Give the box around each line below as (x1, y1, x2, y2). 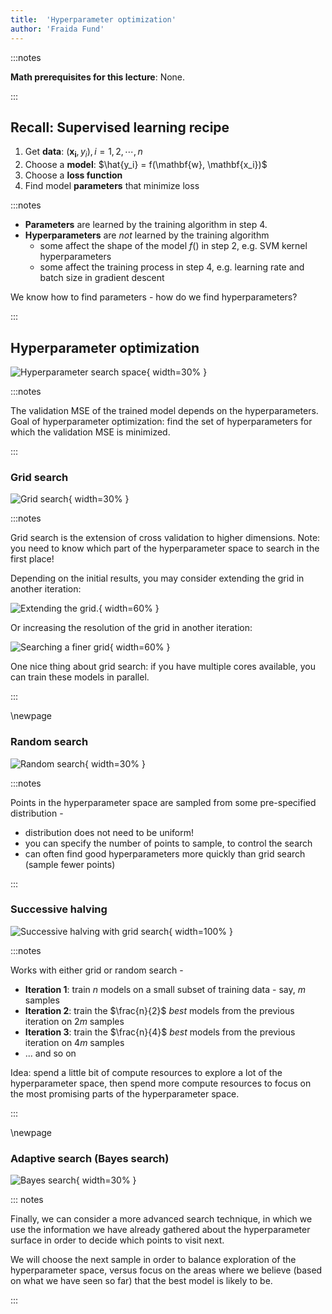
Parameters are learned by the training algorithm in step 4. (24, 219, 268, 231)
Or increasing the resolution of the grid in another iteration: (10, 622, 253, 634)
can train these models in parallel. (10, 671, 150, 683)
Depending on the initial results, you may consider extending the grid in (10, 572, 305, 585)
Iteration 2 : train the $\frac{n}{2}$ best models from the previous (24, 1004, 295, 1016)
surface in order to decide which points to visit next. (10, 1234, 225, 1246)
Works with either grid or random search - (10, 964, 184, 976)
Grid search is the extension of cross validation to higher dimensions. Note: (10, 532, 321, 544)
